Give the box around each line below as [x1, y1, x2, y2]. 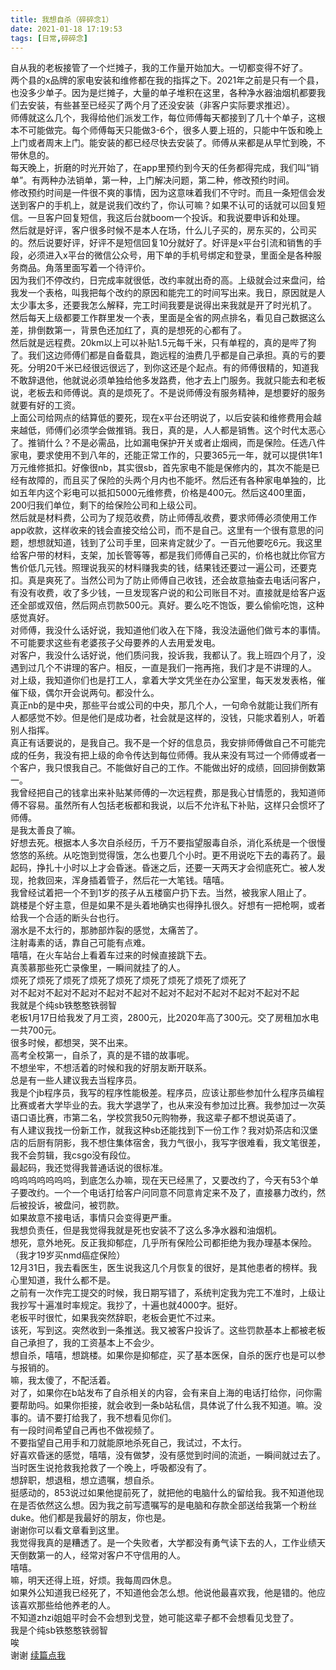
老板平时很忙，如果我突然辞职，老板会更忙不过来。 [10, 1312, 221, 1324]
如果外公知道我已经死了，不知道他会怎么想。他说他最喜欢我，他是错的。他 [10, 1587, 317, 1599]
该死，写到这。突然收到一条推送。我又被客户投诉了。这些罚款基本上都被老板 [10, 1324, 326, 1336]
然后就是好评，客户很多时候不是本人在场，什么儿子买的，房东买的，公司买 [10, 224, 317, 236]
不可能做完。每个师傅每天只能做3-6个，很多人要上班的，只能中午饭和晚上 [18, 124, 323, 136]
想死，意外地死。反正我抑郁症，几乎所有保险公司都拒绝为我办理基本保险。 [10, 1237, 317, 1249]
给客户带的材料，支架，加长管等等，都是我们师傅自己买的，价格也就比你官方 [10, 549, 326, 561]
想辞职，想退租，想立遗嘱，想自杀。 [10, 1474, 160, 1486]
